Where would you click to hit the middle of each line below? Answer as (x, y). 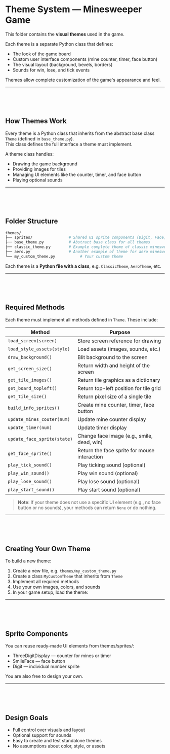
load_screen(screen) (32, 340)
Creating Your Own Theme (48, 549)
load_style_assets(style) (39, 349)
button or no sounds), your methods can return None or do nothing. (87, 508)
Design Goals (27, 718)
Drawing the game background (45, 164)
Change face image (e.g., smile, (115, 436)
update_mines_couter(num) (39, 419)
